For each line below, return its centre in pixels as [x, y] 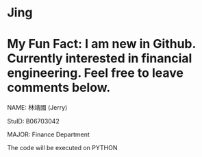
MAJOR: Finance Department [49, 134]
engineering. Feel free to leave [95, 73]
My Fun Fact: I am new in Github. [102, 44]
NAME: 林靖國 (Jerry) [37, 108]
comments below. [59, 88]
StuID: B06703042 [33, 121]
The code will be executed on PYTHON [62, 148]
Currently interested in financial [100, 59]
